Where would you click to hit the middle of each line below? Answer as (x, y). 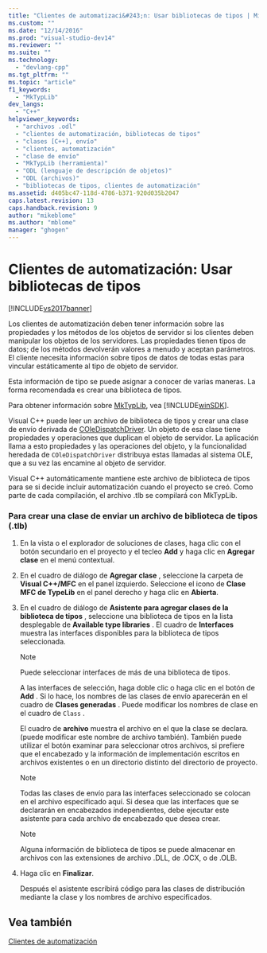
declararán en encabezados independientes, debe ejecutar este (124, 810)
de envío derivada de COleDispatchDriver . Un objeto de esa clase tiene (124, 429)
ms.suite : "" (30, 53)
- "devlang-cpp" (42, 68)
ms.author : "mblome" (43, 223)
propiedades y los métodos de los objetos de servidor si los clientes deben (131, 332)
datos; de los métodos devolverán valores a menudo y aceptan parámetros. (132, 349)
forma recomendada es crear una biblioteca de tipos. (95, 390)
